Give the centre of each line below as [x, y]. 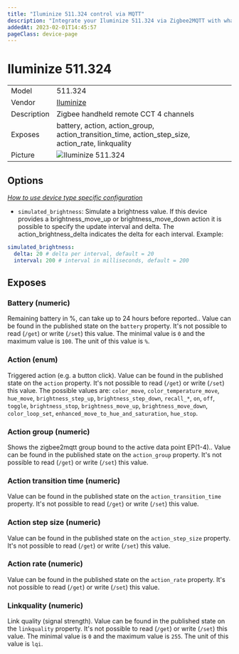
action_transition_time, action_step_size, [123, 135]
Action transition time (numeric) [64, 481]
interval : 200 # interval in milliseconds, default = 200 [102, 260]
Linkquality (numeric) [46, 606]
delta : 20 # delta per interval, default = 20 [84, 254]
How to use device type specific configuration [75, 198]
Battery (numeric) [39, 302]
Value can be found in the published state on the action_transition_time [115, 496]
